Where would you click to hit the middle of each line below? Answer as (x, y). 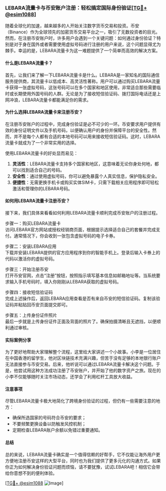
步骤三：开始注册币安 (27, 269)
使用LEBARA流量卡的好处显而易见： (41, 153)
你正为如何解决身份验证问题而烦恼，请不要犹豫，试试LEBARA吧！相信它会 (81, 467)
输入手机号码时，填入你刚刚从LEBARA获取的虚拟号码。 (65, 281)
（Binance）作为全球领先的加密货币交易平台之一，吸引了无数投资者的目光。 (83, 32)
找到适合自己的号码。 (43, 170)
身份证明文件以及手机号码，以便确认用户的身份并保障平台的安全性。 (83, 130)
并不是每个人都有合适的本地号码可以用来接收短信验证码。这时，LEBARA (87, 136)
